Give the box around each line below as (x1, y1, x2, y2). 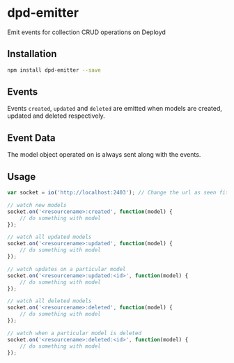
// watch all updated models (7, 233, 92, 241)
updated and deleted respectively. (7, 111, 106, 120)
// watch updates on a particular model (7, 265, 127, 272)
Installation (7, 48, 57, 60)
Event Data (7, 132, 56, 144)
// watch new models (7, 201, 68, 208)
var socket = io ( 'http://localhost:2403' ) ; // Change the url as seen (7, 190, 217, 196)
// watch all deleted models (7, 298, 92, 304)
